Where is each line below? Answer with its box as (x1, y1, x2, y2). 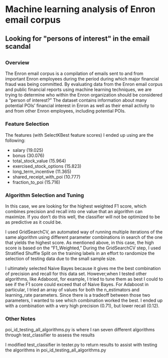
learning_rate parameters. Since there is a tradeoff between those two (5, 292, 150, 298)
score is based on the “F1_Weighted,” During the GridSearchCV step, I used (5, 245, 161, 251)
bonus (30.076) (12, 152, 45, 158)
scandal (5, 42, 31, 51)
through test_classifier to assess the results (5, 332, 95, 338)
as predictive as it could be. (5, 219, 63, 225)
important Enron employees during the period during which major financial (5, 76, 159, 82)
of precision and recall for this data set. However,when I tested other (5, 271, 147, 277)
